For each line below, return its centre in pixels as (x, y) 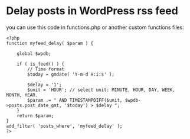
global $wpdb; (34, 54)
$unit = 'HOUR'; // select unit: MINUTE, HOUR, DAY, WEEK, (101, 90)
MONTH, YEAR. (22, 95)
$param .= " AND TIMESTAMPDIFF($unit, (75, 100)
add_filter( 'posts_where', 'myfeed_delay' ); (64, 126)
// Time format (46, 69)
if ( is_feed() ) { (41, 64)
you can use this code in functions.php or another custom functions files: (95, 27)
